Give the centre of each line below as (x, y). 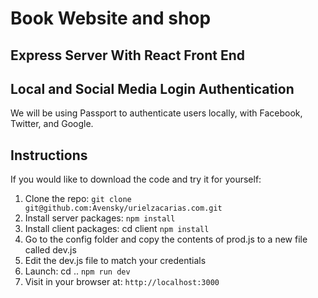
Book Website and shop (111, 18)
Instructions (49, 155)
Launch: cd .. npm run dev (77, 271)
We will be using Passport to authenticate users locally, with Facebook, (156, 113)
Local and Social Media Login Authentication (152, 88)
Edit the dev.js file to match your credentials (115, 261)
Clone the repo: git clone (78, 199)
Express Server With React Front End (127, 55)
